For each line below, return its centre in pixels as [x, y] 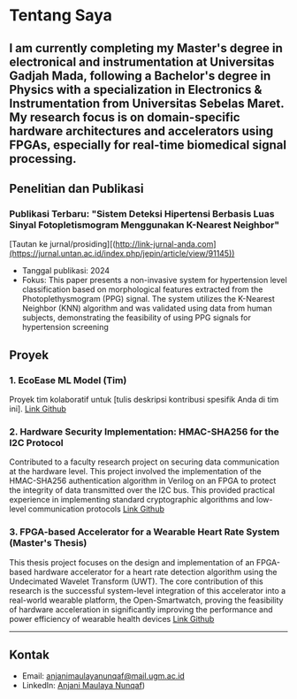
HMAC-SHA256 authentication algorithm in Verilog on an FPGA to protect [143, 481]
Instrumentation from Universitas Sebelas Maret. [147, 103]
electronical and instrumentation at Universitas [142, 61]
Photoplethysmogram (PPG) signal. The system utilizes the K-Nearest [148, 299]
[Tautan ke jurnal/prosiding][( [63, 244]
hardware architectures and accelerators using [141, 131]
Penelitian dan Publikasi [76, 188]
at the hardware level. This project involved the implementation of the [136, 472]
